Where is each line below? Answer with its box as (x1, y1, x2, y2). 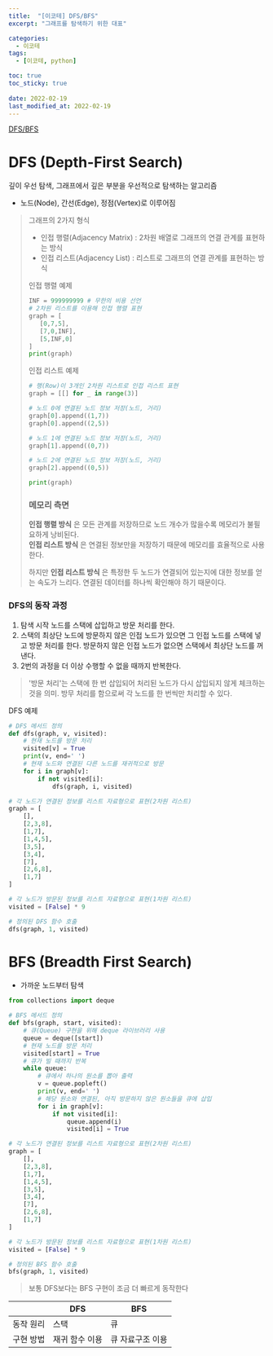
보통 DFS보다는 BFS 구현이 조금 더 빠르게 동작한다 (28, 1283, 189, 1293)
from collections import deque (8, 997, 115, 1005)
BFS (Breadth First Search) (8, 953, 193, 971)
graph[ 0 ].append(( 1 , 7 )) (28, 412, 110, 420)
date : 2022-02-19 (8, 95, 68, 103)
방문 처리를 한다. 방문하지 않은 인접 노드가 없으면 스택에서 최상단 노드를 (29, 641, 255, 650)
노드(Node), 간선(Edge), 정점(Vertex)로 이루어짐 (20, 198, 176, 208)
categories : (8, 34, 49, 42)
